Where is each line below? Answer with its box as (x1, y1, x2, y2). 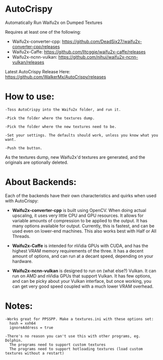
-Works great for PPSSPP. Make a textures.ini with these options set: (5, 317, 154, 321)
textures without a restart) (5, 351, 64, 356)
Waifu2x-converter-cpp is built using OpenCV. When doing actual (12, 207, 146, 213)
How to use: (5, 91, 55, 102)
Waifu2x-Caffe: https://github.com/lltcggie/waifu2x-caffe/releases (12, 49, 146, 55)
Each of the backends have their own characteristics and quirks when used (5, 192, 157, 198)
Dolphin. (5, 338, 23, 343)
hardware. (12, 258, 33, 264)
